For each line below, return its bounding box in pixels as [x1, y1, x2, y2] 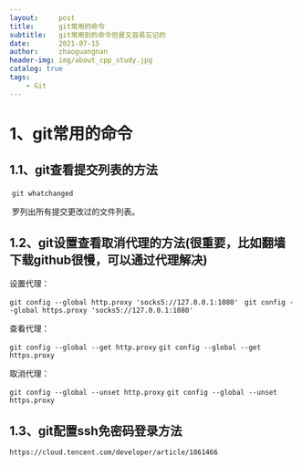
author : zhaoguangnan [9, 47, 108, 57]
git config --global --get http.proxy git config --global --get [9, 343, 262, 352]
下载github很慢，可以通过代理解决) [9, 253, 208, 268]
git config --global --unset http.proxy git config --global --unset [9, 388, 278, 398]
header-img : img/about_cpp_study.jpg [9, 56, 153, 65]
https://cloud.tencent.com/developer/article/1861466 [9, 448, 219, 457]
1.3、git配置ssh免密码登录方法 [9, 423, 182, 439]
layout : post [9, 13, 76, 23]
